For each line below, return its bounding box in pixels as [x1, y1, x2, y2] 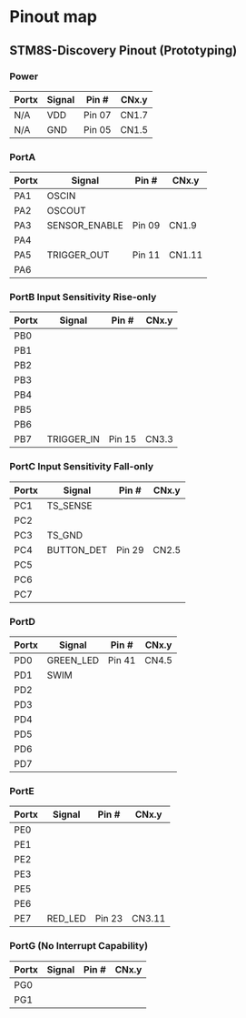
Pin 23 [94, 912, 123, 925]
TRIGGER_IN [46, 433, 100, 446]
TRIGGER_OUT [46, 248, 110, 261]
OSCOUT [46, 205, 86, 217]
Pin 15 [108, 433, 137, 446]
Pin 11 [132, 248, 161, 261]
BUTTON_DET [46, 543, 108, 556]
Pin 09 [132, 219, 161, 232]
